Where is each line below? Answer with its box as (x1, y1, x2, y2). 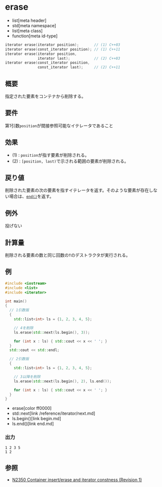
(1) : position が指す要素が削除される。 (12, 152, 89, 158)
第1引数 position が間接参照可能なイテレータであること (5, 123, 113, 129)
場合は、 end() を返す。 (9, 194, 54, 199)
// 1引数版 (9, 308, 29, 313)
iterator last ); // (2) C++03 (37, 56, 120, 61)
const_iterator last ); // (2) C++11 (37, 65, 120, 70)
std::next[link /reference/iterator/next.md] (12, 410, 96, 416)
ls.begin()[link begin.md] (12, 416, 62, 422)
